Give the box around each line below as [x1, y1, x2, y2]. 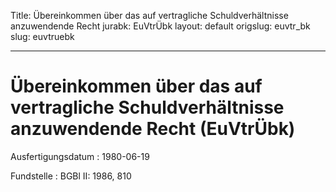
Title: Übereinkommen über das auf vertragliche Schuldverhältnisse [10, 10, 289, 21]
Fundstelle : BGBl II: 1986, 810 [10, 170, 132, 182]
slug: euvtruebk [10, 31, 75, 42]
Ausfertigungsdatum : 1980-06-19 [10, 150, 150, 162]
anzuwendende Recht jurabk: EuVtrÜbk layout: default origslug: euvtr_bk [10, 20, 311, 32]
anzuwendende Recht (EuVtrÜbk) [10, 118, 296, 140]
